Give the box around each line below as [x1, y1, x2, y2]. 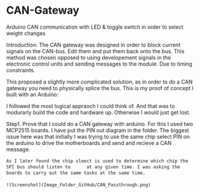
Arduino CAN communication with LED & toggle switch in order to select [6, 23, 183, 30]
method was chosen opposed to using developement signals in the [6, 54, 172, 61]
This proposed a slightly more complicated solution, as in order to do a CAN [6, 78, 193, 85]
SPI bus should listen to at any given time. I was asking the [6, 164, 180, 170]
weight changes [6, 29, 46, 36]
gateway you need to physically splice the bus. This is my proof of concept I [6, 84, 194, 91]
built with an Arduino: [6, 91, 59, 98]
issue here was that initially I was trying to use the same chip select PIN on [6, 133, 190, 140]
